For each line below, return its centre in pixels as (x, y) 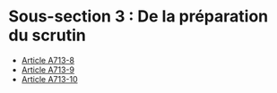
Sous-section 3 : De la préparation (138, 17)
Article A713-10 (49, 79)
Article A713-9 (48, 70)
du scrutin (47, 35)
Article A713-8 (48, 60)
